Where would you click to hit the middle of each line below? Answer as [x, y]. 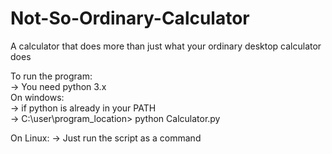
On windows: [37, 97]
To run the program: [51, 76]
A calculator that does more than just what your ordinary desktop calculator [166, 46]
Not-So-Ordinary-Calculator [130, 18]
